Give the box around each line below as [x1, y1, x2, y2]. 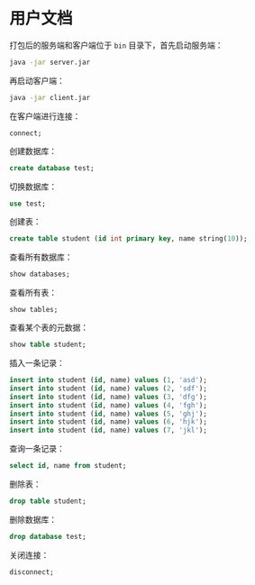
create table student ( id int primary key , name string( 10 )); [9, 234, 248, 243]
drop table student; [9, 497, 87, 506]
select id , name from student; [9, 462, 127, 471]
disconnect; [9, 567, 54, 577]
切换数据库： [9, 181, 57, 192]
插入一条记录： [9, 358, 65, 369]
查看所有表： [9, 288, 57, 298]
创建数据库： [9, 145, 57, 156]
